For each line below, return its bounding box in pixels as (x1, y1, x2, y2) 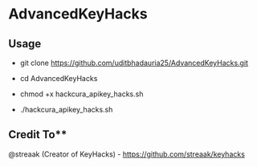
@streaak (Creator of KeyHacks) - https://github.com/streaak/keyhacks (8, 149, 245, 159)
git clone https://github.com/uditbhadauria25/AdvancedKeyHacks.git (19, 58, 249, 67)
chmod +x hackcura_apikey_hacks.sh (19, 89, 144, 99)
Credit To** (8, 128, 67, 141)
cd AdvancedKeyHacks (19, 74, 98, 83)
